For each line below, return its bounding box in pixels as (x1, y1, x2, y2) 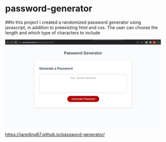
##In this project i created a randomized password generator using (5, 19, 141, 25)
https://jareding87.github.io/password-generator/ (5, 132, 105, 138)
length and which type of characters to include (5, 30, 100, 35)
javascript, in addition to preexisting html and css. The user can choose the (5, 24, 158, 30)
